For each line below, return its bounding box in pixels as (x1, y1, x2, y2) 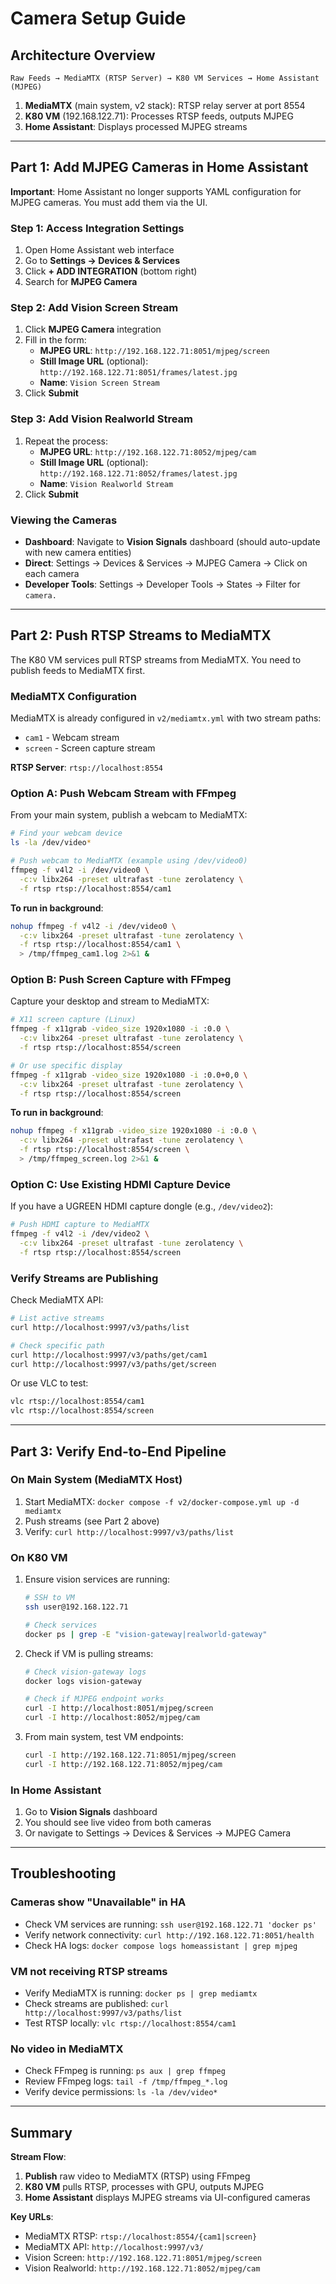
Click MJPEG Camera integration (24, 323, 162, 336)
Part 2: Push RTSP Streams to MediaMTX (10, 627, 272, 644)
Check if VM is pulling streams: (24, 1647, 154, 1659)
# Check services (24, 1620, 98, 1630)
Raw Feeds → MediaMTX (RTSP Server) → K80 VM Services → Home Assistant (10, 73, 320, 83)
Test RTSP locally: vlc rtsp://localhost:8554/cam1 (24, 2017, 237, 2029)
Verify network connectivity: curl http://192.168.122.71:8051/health (24, 1928, 315, 1941)
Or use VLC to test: (10, 1377, 89, 1389)
